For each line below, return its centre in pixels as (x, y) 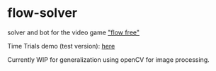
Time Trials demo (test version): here (61, 46)
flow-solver (42, 13)
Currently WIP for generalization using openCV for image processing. (109, 59)
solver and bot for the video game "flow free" (74, 32)
